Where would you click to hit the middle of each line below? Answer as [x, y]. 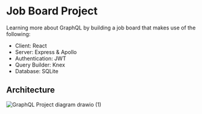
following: [18, 34]
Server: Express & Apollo [46, 52]
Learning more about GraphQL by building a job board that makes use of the [101, 28]
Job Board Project [52, 11]
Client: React [31, 46]
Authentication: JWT [40, 58]
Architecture [31, 90]
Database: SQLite [36, 71]
